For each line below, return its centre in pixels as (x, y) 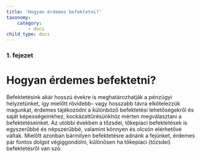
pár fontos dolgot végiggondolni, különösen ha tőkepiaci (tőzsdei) (89, 142)
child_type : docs (28, 34)
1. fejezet (20, 56)
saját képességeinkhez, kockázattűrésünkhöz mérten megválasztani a (94, 116)
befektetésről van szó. (34, 148)
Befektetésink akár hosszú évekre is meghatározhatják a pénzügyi (89, 97)
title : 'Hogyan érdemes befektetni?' (54, 12)
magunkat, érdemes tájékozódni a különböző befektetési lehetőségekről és (100, 110)
